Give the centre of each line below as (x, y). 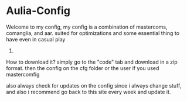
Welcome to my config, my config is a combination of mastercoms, (87, 27)
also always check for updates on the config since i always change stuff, (94, 85)
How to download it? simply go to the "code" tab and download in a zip (92, 62)
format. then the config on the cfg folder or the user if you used (83, 68)
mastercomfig (23, 74)
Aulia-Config (38, 11)
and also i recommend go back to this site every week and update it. (89, 92)
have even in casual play (36, 39)
